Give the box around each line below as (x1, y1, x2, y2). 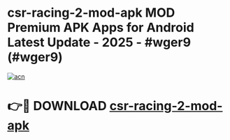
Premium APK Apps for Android (7, 20, 194, 36)
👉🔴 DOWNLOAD (7, 98, 107, 114)
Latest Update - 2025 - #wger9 (7, 35, 191, 50)
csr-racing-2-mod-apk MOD (7, 5, 175, 21)
